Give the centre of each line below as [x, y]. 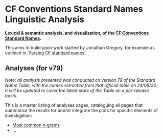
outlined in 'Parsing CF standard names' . [46, 53]
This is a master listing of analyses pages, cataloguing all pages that [74, 105]
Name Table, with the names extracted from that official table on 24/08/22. [81, 85]
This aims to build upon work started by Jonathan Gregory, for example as [80, 47]
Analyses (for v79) [34, 68]
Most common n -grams [36, 125]
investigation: [19, 115]
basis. [11, 95]
